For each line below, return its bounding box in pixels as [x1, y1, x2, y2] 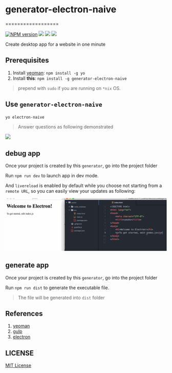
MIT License [5, 362, 32, 368]
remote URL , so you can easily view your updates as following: [5, 188, 136, 194]
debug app [5, 149, 40, 158]
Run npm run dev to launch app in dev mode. [5, 173, 99, 179]
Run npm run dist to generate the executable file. [5, 284, 110, 291]
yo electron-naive [5, 115, 45, 120]
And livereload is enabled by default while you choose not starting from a [5, 182, 162, 189]
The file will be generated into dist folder [17, 294, 105, 301]
